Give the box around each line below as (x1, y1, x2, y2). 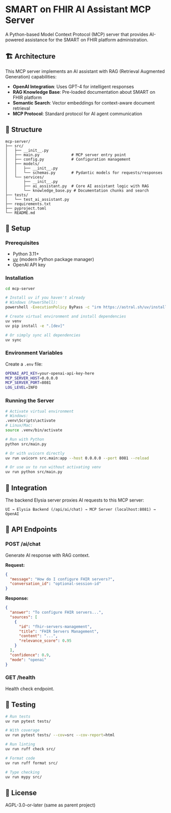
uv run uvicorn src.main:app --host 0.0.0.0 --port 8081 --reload (5, 455, 149, 461)
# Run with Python (5, 437, 44, 442)
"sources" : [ (10, 614, 38, 620)
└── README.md (5, 210, 36, 215)
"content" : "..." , (18, 634, 58, 639)
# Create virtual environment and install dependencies (5, 314, 126, 319)
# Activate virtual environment (5, 409, 74, 414)
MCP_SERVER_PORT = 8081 (5, 380, 51, 385)
